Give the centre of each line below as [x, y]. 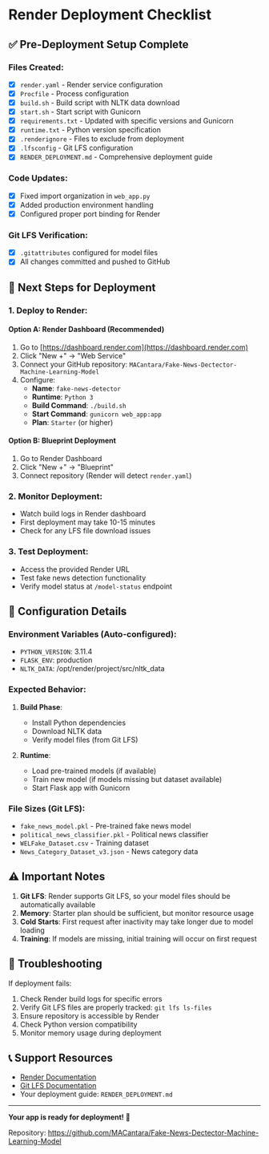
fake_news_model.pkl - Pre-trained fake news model [105, 826]
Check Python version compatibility [78, 1024]
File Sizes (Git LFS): [47, 808]
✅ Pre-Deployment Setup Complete [99, 45]
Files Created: [36, 67]
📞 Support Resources [61, 1057]
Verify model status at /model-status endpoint [96, 586]
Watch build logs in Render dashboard [83, 514]
